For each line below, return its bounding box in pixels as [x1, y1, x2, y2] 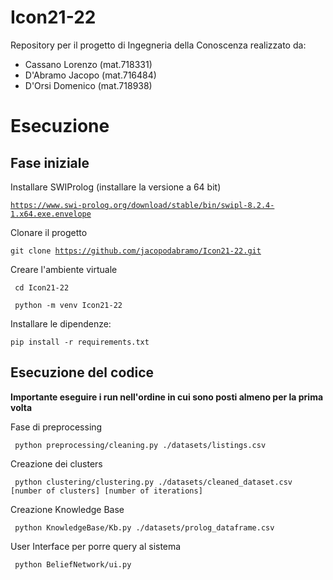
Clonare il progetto [10, 226, 88, 238]
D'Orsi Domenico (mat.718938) [24, 79, 153, 91]
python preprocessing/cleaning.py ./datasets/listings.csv [14, 440, 267, 450]
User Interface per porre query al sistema [10, 540, 182, 552]
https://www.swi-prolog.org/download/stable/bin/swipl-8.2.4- [10, 200, 275, 210]
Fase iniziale [10, 154, 90, 171]
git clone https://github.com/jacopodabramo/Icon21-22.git [10, 246, 262, 256]
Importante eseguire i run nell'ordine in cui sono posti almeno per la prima [10, 391, 324, 403]
